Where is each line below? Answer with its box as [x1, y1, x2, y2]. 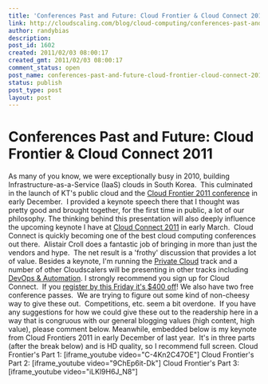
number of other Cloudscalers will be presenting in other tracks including [8, 265, 249, 274]
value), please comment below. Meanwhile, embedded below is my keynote [8, 325, 257, 334]
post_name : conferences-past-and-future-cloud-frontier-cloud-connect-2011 [8, 71, 266, 79]
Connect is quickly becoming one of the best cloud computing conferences [8, 231, 257, 241]
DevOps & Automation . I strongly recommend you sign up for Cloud [8, 274, 230, 283]
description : [8, 34, 52, 42]
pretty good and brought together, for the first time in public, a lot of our [8, 206, 245, 215]
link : [8, 19, 26, 27]
